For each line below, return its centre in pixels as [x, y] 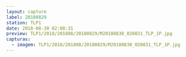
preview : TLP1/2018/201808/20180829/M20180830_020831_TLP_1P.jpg [89, 34]
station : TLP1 [24, 23]
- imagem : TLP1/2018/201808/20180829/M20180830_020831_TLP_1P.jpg [96, 45]
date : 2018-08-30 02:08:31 [40, 28]
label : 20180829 [26, 17]
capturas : [19, 39]
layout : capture [26, 12]
